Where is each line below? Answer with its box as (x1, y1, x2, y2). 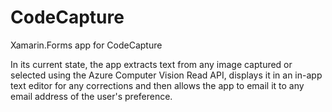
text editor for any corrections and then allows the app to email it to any (10, 79, 305, 91)
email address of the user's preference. (10, 90, 173, 102)
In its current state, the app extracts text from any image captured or (10, 58, 293, 70)
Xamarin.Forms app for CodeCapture (10, 39, 163, 51)
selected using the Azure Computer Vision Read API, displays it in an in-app (10, 69, 323, 81)
